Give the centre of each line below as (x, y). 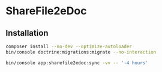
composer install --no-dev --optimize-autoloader (69, 46)
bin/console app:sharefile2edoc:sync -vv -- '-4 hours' (77, 63)
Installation (27, 33)
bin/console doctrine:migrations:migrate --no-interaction (81, 52)
